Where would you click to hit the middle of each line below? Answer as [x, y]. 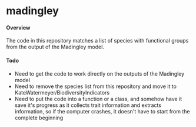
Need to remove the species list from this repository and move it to [95, 86]
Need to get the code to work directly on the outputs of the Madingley [99, 74]
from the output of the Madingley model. [55, 47]
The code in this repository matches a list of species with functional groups [97, 41]
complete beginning [39, 118]
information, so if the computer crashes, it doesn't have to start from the [102, 111]
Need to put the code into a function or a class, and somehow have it [98, 99]
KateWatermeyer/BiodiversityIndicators [62, 92]
